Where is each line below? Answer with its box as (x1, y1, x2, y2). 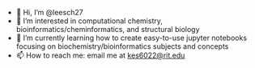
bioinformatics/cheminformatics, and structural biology (15, 25, 200, 34)
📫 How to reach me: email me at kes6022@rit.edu (15, 50, 185, 60)
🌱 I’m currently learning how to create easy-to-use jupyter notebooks (15, 33, 248, 42)
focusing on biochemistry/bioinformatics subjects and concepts (15, 42, 229, 51)
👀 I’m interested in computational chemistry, (15, 16, 164, 26)
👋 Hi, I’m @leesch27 (15, 8, 83, 17)
